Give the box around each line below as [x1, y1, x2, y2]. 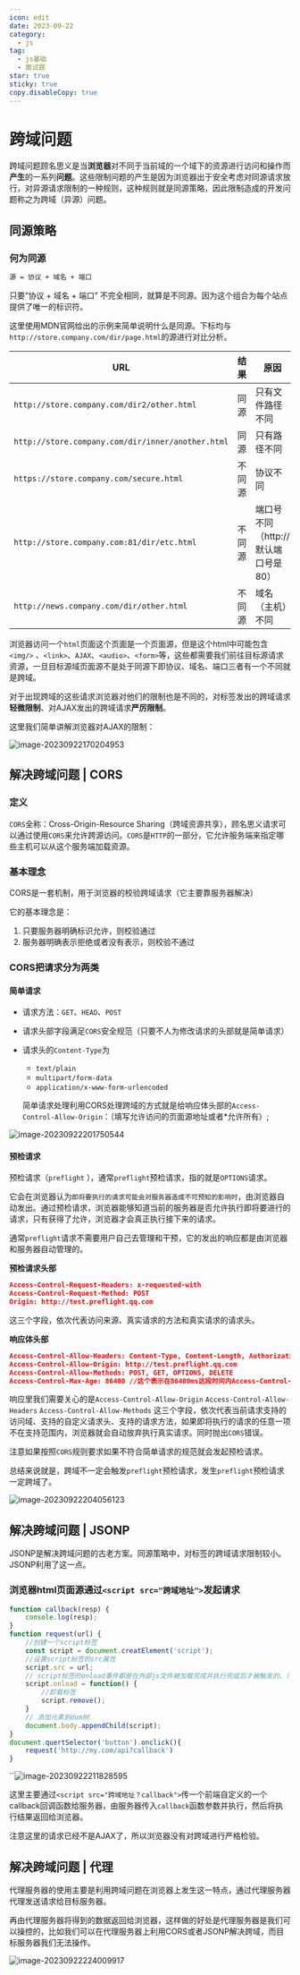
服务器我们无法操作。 [16, 1937, 96, 1947]
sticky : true [9, 80, 58, 89]
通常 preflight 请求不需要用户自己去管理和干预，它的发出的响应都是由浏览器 [9, 1232, 288, 1244]
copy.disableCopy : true [9, 88, 98, 97]
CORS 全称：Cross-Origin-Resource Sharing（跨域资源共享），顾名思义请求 [9, 818, 279, 829]
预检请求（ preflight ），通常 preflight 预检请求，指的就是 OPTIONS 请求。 [9, 1172, 272, 1183]
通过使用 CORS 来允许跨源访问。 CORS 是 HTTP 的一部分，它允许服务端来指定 [16, 830, 277, 840]
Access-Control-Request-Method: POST [9, 1290, 150, 1298]
